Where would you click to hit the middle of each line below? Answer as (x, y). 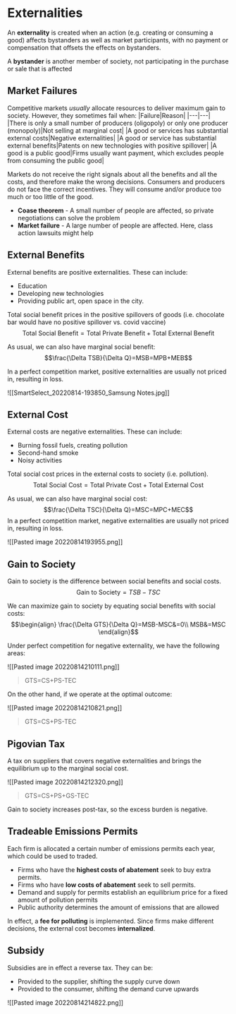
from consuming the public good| (56, 160)
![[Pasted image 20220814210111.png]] (63, 667)
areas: (17, 653)
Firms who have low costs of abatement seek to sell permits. (106, 885)
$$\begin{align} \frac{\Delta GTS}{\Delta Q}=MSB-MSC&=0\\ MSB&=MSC (118, 625)
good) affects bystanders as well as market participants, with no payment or (118, 40)
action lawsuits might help (55, 233)
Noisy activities (39, 460)
